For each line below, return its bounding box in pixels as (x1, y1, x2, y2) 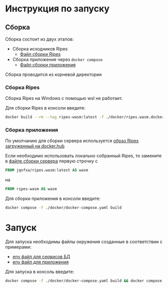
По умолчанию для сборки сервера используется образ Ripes (5, 138, 139, 144)
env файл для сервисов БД (12, 253, 70, 260)
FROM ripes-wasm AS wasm (5, 186, 57, 191)
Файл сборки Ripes (19, 51, 61, 57)
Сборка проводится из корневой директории (5, 71, 102, 77)
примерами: (5, 244, 31, 250)
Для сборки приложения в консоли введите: (5, 195, 101, 201)
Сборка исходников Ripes (12, 46, 68, 51)
